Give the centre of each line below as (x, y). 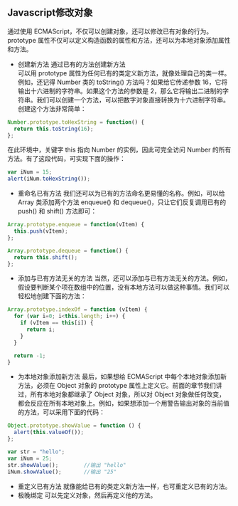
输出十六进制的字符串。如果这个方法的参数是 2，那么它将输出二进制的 (120, 90)
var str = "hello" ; (36, 452)
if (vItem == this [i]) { (57, 323)
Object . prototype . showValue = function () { (74, 426)
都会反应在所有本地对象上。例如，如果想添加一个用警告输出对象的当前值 (123, 404)
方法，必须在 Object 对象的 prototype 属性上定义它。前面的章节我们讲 (120, 386)
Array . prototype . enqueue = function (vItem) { (76, 225)
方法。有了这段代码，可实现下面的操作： (66, 159)
